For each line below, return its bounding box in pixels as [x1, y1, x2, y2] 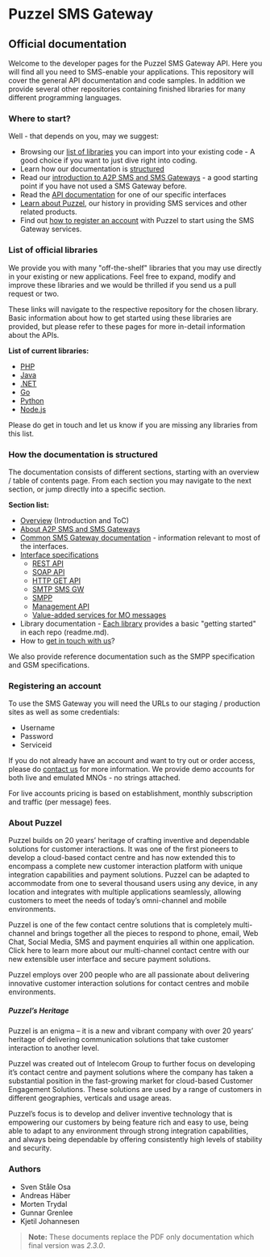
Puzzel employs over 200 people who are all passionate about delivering [8, 970, 250, 980]
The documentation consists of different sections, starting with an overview [8, 466, 260, 477]
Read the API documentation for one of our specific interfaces [19, 190, 227, 200]
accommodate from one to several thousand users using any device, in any [8, 879, 258, 888]
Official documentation [8, 37, 127, 51]
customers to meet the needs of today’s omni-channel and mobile [8, 896, 227, 905]
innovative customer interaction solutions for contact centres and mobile [8, 979, 250, 989]
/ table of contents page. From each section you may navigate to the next [8, 475, 252, 485]
